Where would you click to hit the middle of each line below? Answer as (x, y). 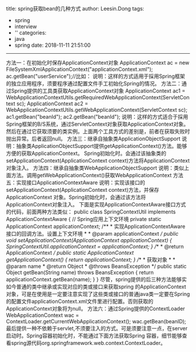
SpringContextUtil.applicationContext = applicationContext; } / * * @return (95, 246)
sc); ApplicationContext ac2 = (52, 103)
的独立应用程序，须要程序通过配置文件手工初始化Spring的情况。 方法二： (94, 83)
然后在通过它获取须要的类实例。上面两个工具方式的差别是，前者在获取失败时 (98, 131)
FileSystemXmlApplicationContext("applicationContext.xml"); (80, 69)
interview (26, 26)
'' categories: (30, 33)
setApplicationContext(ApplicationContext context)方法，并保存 (83, 190)
